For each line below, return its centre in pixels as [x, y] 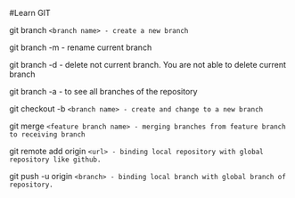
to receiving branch [48, 135]
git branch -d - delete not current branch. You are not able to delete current [148, 65]
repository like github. [55, 160]
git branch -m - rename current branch [81, 47]
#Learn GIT [30, 13]
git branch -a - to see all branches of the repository [103, 91]
